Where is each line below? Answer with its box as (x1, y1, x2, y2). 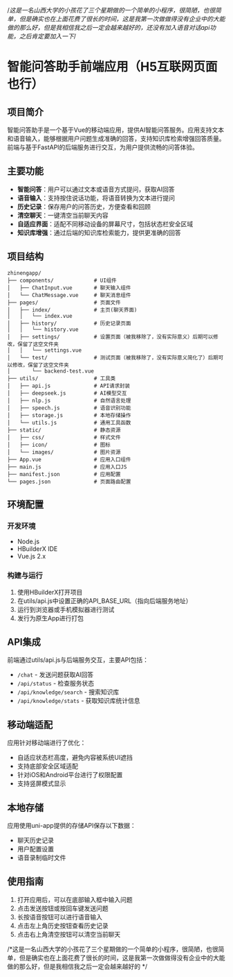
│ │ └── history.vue (7, 325, 79, 333)
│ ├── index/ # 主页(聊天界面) (7, 306, 138, 314)
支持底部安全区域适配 (17, 762, 78, 770)
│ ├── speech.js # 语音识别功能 (7, 405, 131, 411)
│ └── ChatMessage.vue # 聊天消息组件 (7, 291, 131, 298)
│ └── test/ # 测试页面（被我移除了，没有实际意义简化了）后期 (7, 354, 219, 361)
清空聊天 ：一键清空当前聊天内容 (17, 211, 109, 219)
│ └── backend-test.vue (7, 367, 95, 375)
